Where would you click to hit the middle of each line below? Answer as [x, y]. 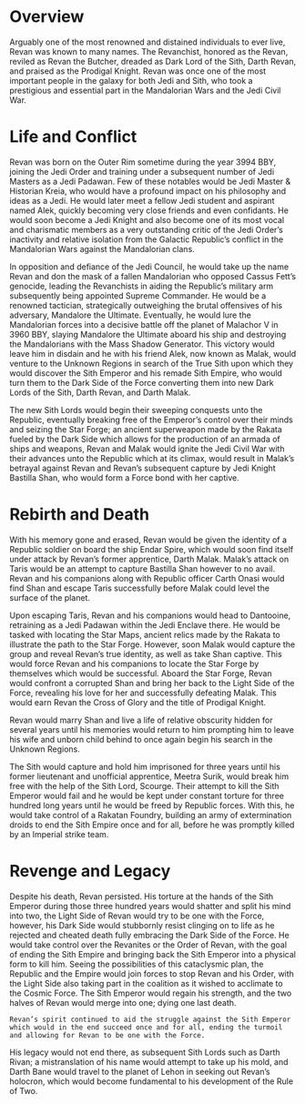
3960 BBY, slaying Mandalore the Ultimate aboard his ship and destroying [148, 334]
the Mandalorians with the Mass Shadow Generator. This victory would [142, 344]
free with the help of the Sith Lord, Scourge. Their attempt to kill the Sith [144, 785]
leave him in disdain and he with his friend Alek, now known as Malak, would [153, 353]
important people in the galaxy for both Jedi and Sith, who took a [131, 80]
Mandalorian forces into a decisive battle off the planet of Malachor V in [144, 324]
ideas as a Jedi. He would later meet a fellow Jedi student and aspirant [142, 200]
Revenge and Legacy [90, 871]
